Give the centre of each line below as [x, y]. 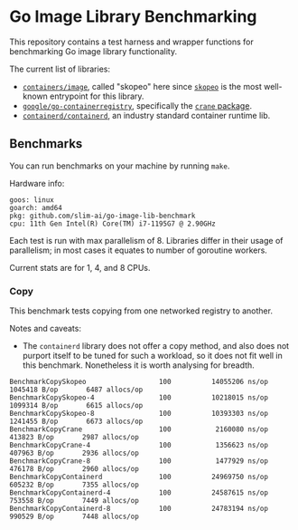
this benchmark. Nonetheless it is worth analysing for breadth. [138, 365]
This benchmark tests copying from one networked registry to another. [141, 311]
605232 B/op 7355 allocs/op [74, 485]
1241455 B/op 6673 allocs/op [76, 422]
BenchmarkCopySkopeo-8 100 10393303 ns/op [139, 414]
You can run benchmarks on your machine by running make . [120, 166]
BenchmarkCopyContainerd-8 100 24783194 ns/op [139, 509]
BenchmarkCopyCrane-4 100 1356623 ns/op [139, 446]
